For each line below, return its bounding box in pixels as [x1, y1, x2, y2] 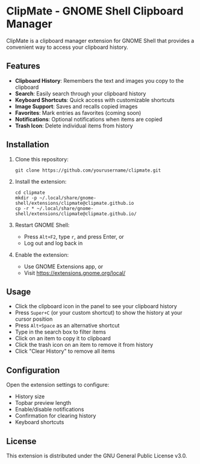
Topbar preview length [14, 399, 71, 407]
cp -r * [14, 205, 34, 211]
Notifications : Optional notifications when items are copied [14, 115, 163, 123]
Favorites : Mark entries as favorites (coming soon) [14, 109, 142, 116]
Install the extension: [14, 178, 67, 185]
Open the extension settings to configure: [6, 381, 110, 388]
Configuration [6, 365, 60, 375]
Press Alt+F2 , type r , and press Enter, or [23, 233, 125, 240]
